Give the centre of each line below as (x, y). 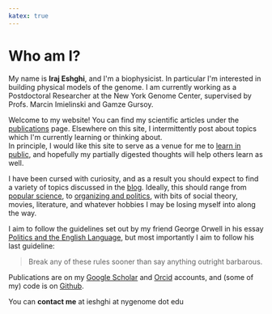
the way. (23, 213)
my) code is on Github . (46, 286)
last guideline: (32, 246)
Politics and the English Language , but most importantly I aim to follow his (132, 237)
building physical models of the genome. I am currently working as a (123, 87)
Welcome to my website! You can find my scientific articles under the (124, 120)
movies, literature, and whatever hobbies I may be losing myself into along (132, 204)
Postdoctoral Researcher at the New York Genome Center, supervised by (130, 95)
